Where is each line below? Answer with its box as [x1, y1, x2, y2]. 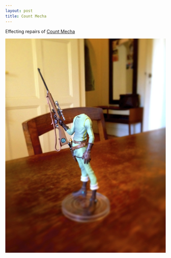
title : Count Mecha [5, 13, 47, 19]
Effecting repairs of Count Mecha [5, 28, 75, 34]
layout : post [5, 8, 33, 13]
